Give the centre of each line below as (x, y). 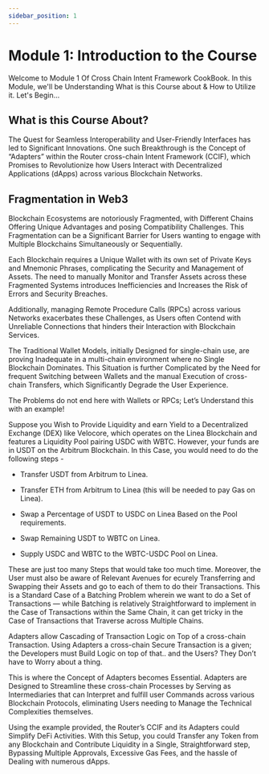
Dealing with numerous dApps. (59, 762)
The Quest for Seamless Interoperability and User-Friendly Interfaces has (130, 140)
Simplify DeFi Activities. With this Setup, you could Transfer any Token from (133, 736)
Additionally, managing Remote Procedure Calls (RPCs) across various (124, 310)
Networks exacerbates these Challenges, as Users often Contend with (124, 318)
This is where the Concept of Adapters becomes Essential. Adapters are (128, 677)
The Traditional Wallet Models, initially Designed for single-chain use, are (129, 351)
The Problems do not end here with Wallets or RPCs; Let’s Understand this (131, 401)
